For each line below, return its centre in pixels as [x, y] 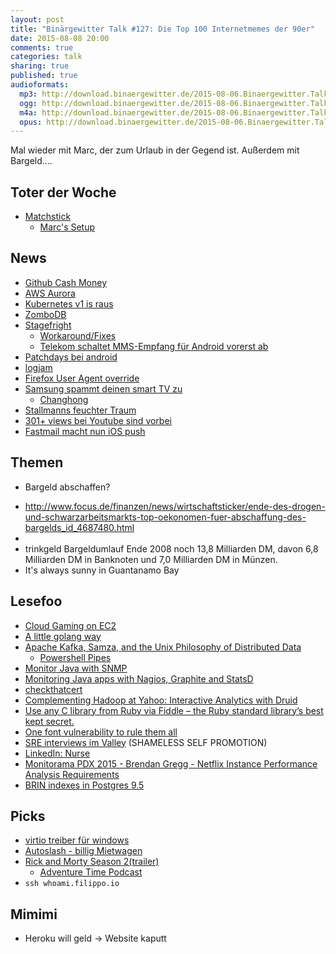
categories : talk [46, 57]
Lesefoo [36, 601]
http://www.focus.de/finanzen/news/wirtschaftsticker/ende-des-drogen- [175, 506]
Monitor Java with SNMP [76, 668]
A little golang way [63, 636]
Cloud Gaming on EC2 [70, 625]
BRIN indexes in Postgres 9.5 [84, 785]
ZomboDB [45, 314]
